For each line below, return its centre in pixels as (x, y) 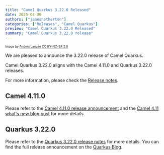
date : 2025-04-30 (23, 15)
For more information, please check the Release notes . (62, 80)
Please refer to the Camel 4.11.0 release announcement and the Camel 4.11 (82, 108)
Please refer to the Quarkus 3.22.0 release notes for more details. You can (82, 141)
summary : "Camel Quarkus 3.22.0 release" (49, 33)
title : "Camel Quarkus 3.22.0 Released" (48, 10)
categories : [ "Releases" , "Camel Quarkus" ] (52, 24)
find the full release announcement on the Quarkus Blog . (64, 147)
